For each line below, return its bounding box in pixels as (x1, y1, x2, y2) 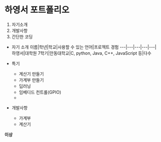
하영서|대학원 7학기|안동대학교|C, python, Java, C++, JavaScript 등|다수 (11, 50, 152, 56)
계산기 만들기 (18, 71, 44, 77)
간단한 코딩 (11, 34, 33, 40)
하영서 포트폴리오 (4, 4, 70, 16)
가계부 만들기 (18, 77, 44, 83)
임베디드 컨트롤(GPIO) (18, 89, 61, 95)
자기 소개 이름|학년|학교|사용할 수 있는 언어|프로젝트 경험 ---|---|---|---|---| (11, 44, 157, 50)
